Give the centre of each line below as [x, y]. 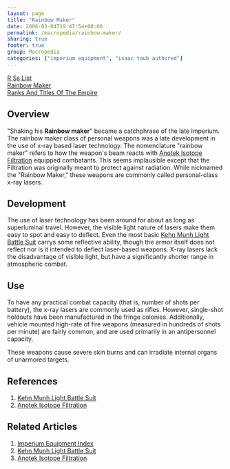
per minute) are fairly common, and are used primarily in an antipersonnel [112, 332]
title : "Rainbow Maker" [41, 20]
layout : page [26, 13]
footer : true [26, 45]
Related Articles [42, 427]
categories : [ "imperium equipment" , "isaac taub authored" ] [95, 59]
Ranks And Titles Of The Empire [52, 92]
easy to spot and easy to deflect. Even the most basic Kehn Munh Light [108, 235]
